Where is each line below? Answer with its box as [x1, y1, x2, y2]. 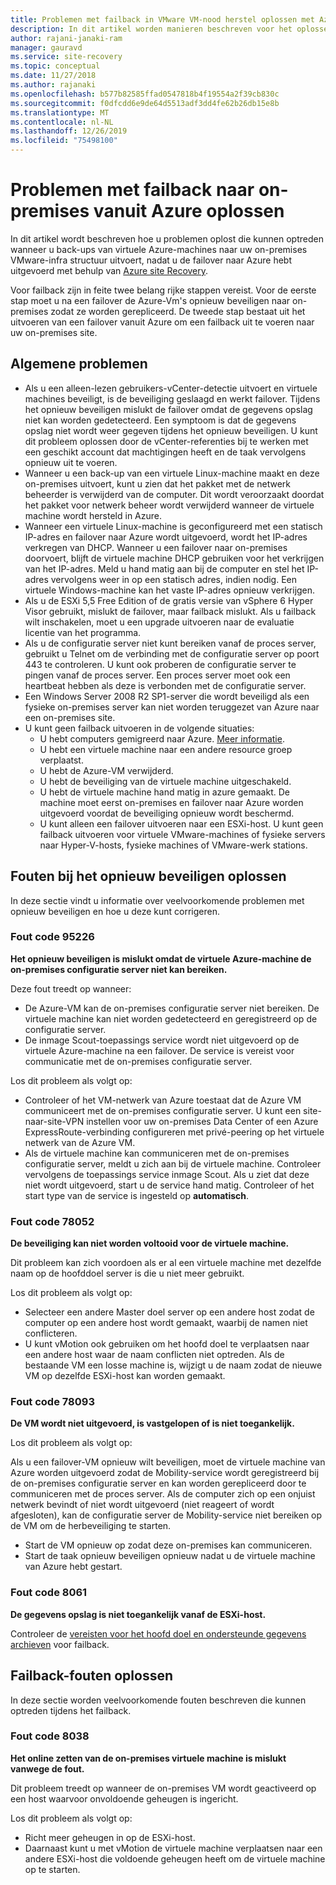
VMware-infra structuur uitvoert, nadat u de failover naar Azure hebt [10, 254, 293, 266]
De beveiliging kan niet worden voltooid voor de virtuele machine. [10, 1237, 290, 1250]
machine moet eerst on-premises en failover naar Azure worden [39, 796, 304, 808]
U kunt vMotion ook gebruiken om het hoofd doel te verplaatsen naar [24, 1338, 310, 1350]
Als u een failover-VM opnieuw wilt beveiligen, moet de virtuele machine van [10, 1456, 326, 1468]
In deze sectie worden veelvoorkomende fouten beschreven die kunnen [10, 1694, 307, 1706]
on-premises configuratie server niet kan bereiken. [10, 963, 228, 975]
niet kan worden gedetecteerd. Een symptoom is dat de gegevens [24, 414, 297, 426]
